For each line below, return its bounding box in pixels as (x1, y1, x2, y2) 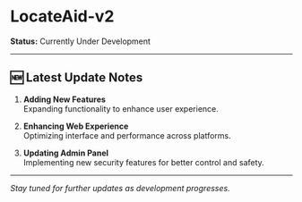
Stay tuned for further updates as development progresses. (10, 182, 231, 193)
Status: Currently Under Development (10, 36, 151, 46)
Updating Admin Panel (22, 147, 109, 158)
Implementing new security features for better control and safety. (22, 156, 265, 167)
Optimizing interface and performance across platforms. (22, 130, 231, 140)
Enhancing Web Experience (22, 121, 129, 131)
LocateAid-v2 (10, 6, 115, 27)
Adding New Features (22, 94, 107, 105)
